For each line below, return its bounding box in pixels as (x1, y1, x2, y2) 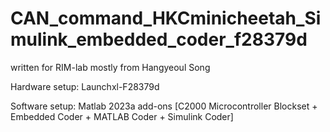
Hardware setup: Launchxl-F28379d (10, 80, 160, 92)
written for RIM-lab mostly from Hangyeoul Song (10, 61, 211, 73)
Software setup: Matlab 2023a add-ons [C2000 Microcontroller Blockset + (10, 100, 318, 112)
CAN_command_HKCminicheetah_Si (10, 7, 322, 30)
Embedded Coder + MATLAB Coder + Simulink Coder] (10, 110, 234, 122)
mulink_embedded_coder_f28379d (10, 28, 308, 51)
